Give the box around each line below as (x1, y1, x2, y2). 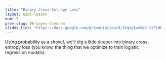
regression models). (5, 50, 46, 56)
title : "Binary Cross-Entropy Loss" (5, 7, 81, 12)
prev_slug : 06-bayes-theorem (5, 21, 65, 26)
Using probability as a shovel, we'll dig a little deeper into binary (5, 39, 135, 45)
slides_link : (5, 26, 32, 30)
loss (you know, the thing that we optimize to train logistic (22, 44, 139, 50)
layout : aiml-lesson (5, 12, 48, 17)
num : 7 (5, 16, 19, 21)
